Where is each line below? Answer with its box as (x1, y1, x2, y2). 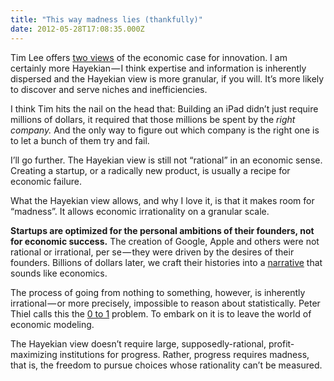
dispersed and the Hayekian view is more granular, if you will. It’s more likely (10, 72, 325, 85)
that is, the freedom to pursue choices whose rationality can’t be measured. (10, 359, 323, 371)
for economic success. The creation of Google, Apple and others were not (10, 235, 320, 247)
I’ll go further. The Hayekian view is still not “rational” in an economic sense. (10, 154, 323, 166)
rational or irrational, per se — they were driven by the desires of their (10, 246, 295, 258)
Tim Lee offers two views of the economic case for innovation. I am (10, 51, 288, 63)
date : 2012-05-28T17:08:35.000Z (10, 24, 145, 34)
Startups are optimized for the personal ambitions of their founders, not (10, 224, 315, 236)
